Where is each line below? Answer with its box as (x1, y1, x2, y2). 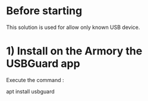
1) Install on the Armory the (6, 44, 143, 58)
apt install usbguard (6, 87, 55, 95)
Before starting (6, 4, 83, 18)
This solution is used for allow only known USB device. (6, 24, 140, 31)
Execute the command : (6, 76, 64, 83)
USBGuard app (6, 57, 80, 70)
